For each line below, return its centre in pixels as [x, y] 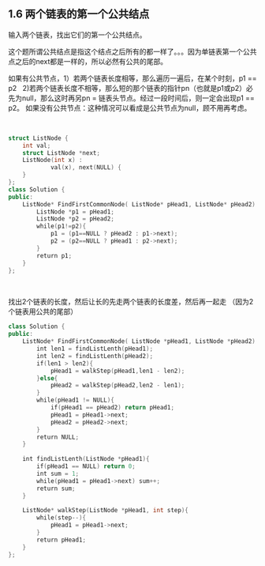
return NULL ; [58, 437]
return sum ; [56, 489]
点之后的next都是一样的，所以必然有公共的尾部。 [88, 61]
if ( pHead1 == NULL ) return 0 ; [86, 466]
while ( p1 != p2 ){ [62, 226]
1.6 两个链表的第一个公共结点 [79, 14]
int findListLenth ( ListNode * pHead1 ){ [86, 459]
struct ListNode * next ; [62, 153]
